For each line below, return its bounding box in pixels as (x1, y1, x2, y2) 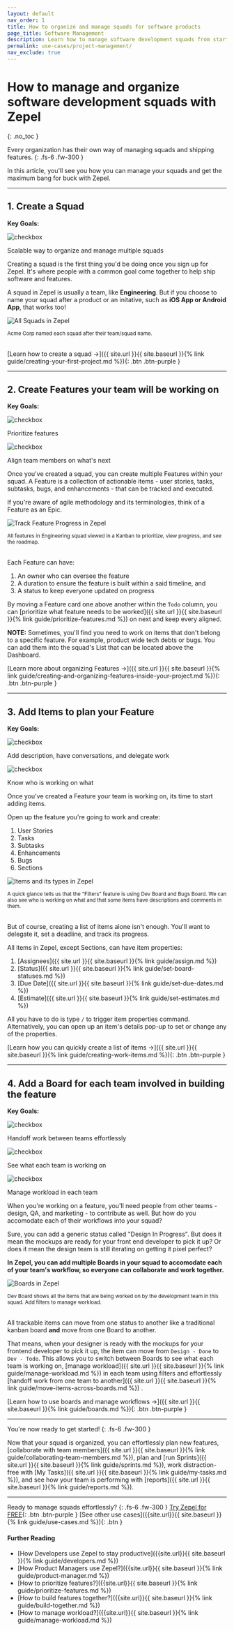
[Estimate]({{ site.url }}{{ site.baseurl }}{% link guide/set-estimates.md (17, 994, 220, 1002)
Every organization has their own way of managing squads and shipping (7, 145, 214, 154)
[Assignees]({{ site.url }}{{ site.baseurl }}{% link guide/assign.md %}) (17, 957, 217, 965)
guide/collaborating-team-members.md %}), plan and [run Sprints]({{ (7, 1453, 207, 1462)
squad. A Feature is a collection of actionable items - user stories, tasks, (7, 477, 214, 486)
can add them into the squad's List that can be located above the (7, 643, 194, 652)
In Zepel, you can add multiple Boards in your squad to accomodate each (7, 1258, 223, 1267)
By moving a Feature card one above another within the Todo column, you (7, 600, 218, 609)
